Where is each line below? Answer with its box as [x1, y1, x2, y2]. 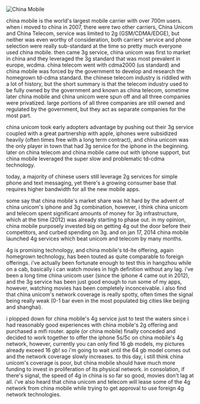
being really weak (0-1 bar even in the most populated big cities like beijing [6, 297, 190, 304]
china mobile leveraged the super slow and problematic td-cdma [6, 155, 165, 162]
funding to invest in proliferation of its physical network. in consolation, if [6, 366, 185, 372]
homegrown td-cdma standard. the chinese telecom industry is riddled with [6, 74, 192, 81]
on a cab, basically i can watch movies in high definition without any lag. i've [6, 265, 193, 273]
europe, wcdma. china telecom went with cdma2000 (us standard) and [6, 61, 180, 68]
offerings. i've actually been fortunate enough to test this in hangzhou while [6, 259, 192, 266]
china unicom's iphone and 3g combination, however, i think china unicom [6, 203, 188, 211]
